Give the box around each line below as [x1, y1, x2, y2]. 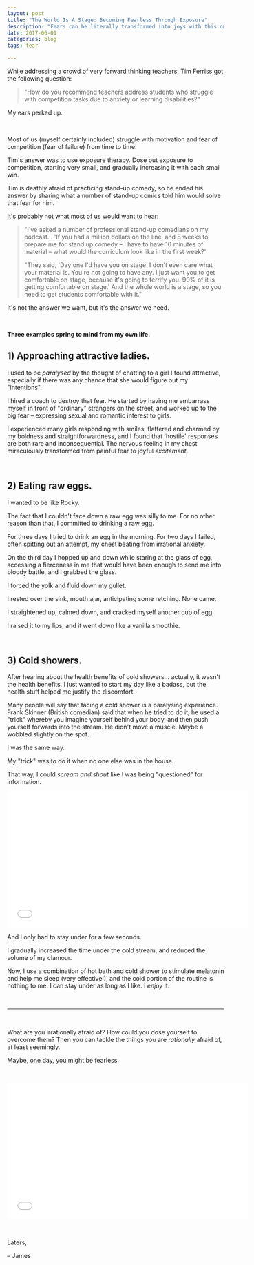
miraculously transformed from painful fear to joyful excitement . [7, 447, 189, 455]
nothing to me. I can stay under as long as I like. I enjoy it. [7, 981, 170, 990]
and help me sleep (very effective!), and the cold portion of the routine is [7, 974, 213, 983]
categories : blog [7, 36, 57, 43]
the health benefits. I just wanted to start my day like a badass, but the [7, 680, 207, 689]
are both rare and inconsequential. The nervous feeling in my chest [7, 439, 198, 447]
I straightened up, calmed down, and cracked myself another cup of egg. [7, 608, 215, 616]
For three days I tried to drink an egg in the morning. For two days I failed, [7, 532, 216, 540]
